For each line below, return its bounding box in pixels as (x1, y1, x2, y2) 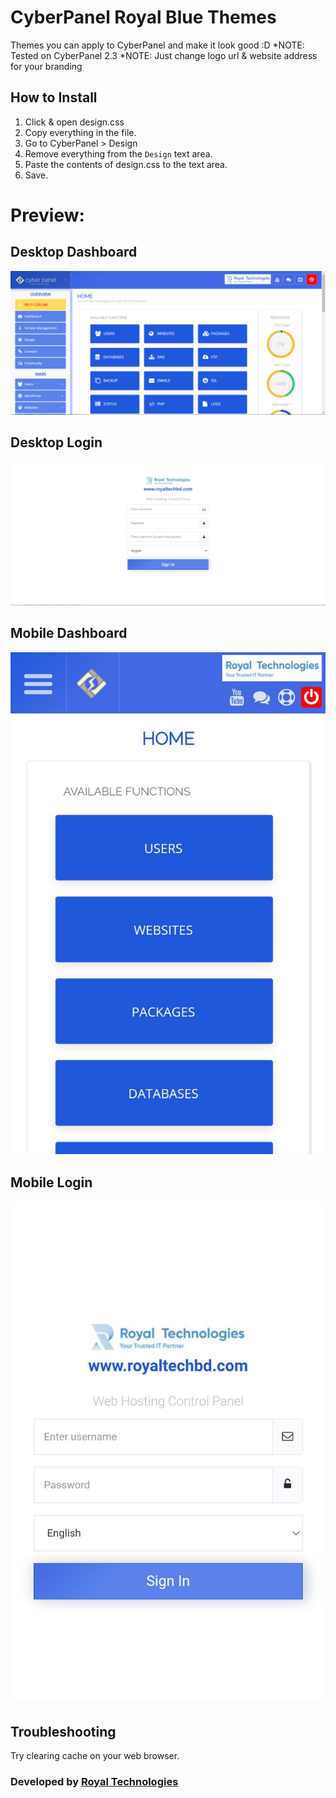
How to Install (10, 89, 98, 106)
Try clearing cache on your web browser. (10, 1749, 180, 1761)
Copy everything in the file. (24, 126, 137, 138)
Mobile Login (10, 1174, 93, 1191)
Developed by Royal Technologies (10, 1774, 179, 1788)
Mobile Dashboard (10, 625, 128, 642)
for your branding (10, 60, 83, 72)
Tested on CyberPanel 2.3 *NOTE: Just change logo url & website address (10, 49, 318, 61)
